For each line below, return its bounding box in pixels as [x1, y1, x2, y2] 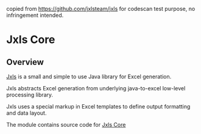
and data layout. [6, 109, 47, 116]
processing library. [6, 91, 54, 98]
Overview [6, 57, 44, 67]
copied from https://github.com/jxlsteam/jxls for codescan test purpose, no [6, 5, 196, 12]
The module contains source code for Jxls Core [6, 121, 126, 128]
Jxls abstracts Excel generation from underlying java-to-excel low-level [6, 85, 186, 92]
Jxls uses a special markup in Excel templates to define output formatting [6, 103, 191, 110]
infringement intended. [6, 12, 64, 19]
